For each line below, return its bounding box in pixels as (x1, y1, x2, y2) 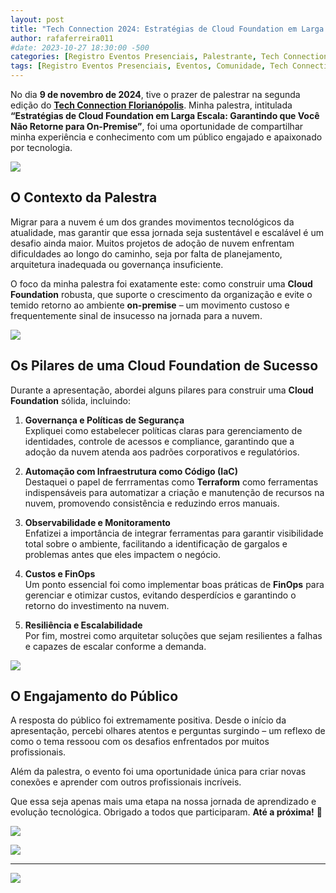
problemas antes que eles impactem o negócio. (24, 548, 222, 560)
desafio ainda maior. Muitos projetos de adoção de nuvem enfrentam (10, 237, 295, 249)
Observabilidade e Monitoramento (24, 516, 171, 528)
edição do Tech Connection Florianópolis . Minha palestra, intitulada (10, 99, 293, 111)
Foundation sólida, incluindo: (10, 394, 131, 406)
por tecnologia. (10, 142, 73, 153)
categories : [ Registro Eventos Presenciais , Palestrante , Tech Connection (10, 52, 329, 62)
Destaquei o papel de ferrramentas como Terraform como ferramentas (24, 476, 319, 488)
